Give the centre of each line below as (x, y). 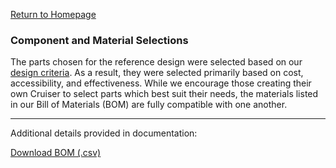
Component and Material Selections (99, 40)
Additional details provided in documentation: (104, 133)
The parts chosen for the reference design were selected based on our (156, 62)
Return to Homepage (53, 14)
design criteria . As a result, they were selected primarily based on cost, (157, 73)
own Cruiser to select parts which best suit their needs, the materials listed (164, 94)
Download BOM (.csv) (56, 153)
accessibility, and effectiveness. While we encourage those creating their (161, 83)
